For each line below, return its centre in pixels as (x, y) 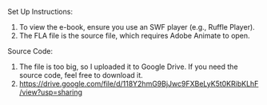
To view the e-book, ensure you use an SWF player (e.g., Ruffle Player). (137, 27)
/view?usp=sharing (51, 92)
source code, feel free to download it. (81, 75)
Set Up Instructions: (40, 12)
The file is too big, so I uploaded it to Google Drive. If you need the (128, 67)
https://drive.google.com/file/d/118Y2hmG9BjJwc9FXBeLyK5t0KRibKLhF (139, 84)
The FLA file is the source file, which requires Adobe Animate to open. (134, 36)
